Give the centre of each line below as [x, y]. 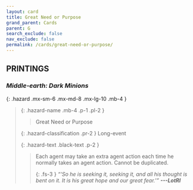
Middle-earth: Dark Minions [47, 85]
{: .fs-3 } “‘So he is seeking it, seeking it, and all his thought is [111, 174]
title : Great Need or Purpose [44, 17]
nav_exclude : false [30, 39]
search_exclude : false [34, 34]
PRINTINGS [28, 69]
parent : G [18, 28]
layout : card [22, 12]
